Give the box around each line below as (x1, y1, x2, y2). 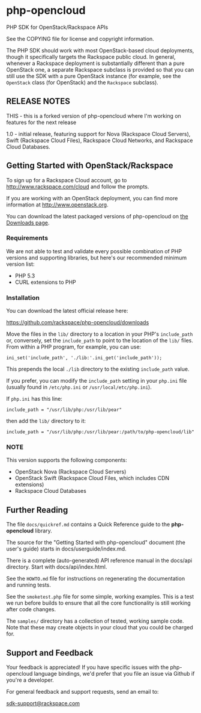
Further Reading (6, 505, 68, 515)
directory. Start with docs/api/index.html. (6, 563, 107, 570)
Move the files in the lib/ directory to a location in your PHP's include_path (6, 330, 193, 338)
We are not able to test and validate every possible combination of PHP (6, 247, 182, 255)
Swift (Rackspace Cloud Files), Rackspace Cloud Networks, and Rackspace (6, 137, 193, 144)
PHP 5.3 (14, 272, 35, 279)
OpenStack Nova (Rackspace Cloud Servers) (14, 468, 127, 475)
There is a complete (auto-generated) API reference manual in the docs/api (6, 557, 193, 564)
